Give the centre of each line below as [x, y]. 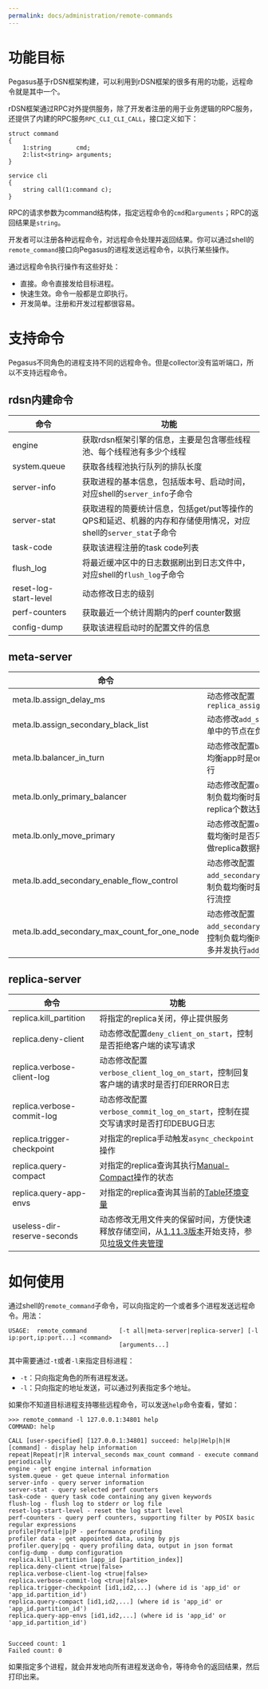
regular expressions [43, 1524]
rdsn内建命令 [41, 399]
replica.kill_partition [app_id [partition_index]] [96, 1559]
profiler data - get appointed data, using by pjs [94, 1539]
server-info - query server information [77, 1483]
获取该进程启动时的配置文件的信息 [146, 628]
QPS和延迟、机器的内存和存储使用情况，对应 [167, 521]
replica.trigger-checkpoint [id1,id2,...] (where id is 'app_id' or [124, 1587]
